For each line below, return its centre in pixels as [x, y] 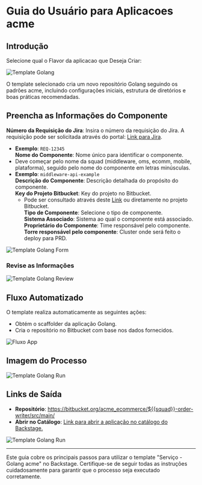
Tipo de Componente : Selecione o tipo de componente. [93, 212]
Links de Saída [34, 394]
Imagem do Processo [47, 361]
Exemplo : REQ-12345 [40, 148]
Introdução [27, 46]
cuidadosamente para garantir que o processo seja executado [83, 470]
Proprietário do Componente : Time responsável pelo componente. [107, 225]
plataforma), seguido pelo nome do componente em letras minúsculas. [103, 168]
